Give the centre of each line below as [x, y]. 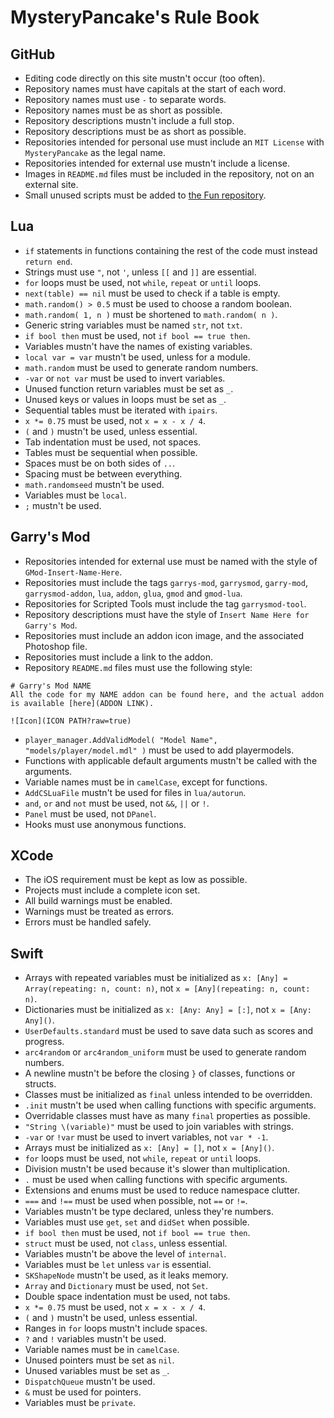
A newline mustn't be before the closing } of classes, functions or [160, 1073]
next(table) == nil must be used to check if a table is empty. [152, 293]
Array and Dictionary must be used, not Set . [116, 1286]
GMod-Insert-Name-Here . [73, 572]
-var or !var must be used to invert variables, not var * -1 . [146, 1137]
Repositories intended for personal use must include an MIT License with [174, 142]
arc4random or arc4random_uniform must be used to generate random [165, 1052]
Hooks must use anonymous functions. [105, 824]
